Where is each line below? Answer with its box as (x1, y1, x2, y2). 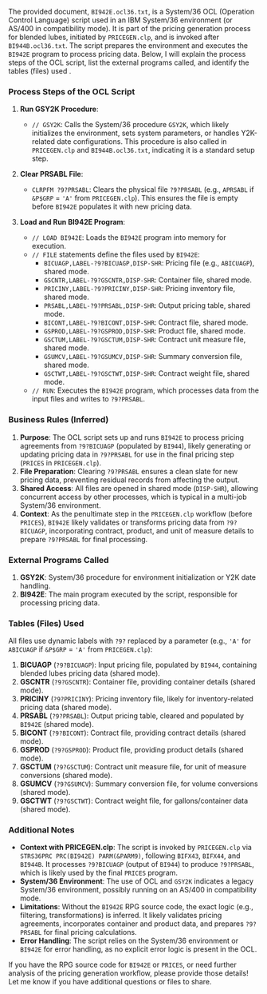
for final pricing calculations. (43, 928, 137, 937)
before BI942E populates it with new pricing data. (31, 202, 193, 211)
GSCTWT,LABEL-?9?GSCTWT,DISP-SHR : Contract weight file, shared (43, 369, 249, 378)
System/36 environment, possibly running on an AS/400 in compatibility (19, 885, 257, 895)
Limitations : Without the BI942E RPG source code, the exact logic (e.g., (19, 902, 253, 912)
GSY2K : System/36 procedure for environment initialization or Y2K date (19, 572, 257, 582)
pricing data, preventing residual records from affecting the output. (19, 475, 240, 485)
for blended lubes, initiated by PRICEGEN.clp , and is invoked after (8, 32, 220, 42)
